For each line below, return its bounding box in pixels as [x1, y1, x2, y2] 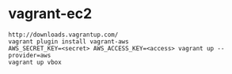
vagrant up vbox [8, 58, 62, 66]
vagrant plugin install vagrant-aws [8, 37, 129, 46]
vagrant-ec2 [8, 5, 93, 23]
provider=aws [8, 51, 51, 59]
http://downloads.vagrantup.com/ [8, 31, 119, 39]
